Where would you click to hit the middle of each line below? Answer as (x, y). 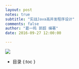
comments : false (22, 24)
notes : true (17, 14)
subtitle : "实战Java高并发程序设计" (40, 19)
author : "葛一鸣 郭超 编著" (32, 28)
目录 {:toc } (24, 61)
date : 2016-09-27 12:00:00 (33, 33)
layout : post (19, 10)
